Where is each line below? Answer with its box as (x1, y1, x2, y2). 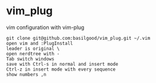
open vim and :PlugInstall (6, 40, 73, 46)
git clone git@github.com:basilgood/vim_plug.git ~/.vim (6, 35, 151, 41)
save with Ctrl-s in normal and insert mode (6, 61, 118, 67)
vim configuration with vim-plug (6, 24, 85, 31)
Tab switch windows (6, 56, 55, 62)
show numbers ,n (6, 71, 46, 78)
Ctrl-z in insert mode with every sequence (6, 66, 116, 72)
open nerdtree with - (6, 50, 60, 57)
